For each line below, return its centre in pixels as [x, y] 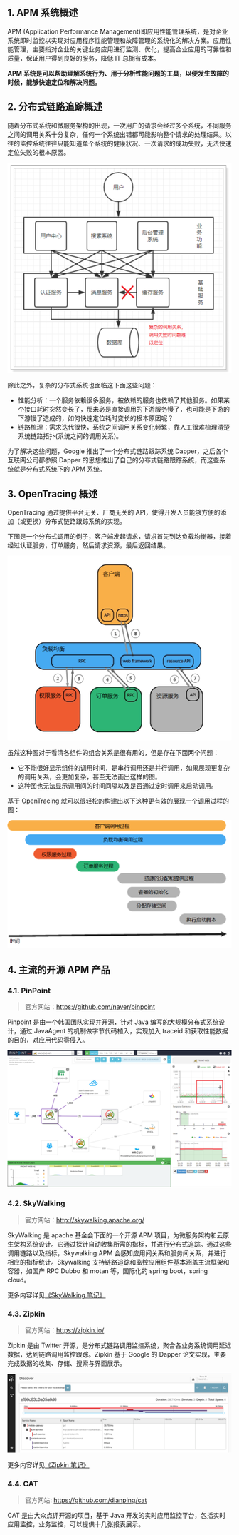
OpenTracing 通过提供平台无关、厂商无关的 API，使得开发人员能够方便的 [114, 512]
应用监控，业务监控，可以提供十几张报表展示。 [76, 1524]
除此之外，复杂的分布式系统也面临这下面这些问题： [82, 385]
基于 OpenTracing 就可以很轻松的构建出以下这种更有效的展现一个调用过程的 [118, 801]
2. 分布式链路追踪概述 [55, 107]
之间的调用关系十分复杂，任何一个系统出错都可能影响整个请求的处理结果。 [116, 134]
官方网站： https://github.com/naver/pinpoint [90, 1007]
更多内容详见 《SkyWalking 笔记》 [57, 1295]
